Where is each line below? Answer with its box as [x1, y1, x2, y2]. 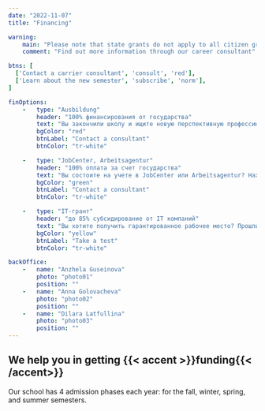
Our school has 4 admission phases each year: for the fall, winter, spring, [8, 387, 246, 396]
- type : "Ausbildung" [22, 106, 101, 114]
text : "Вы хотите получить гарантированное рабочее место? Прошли [36, 222, 259, 230]
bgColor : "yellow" [36, 230, 97, 237]
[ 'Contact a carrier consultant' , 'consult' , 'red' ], [15, 69, 196, 77]
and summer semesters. [8, 395, 87, 405]
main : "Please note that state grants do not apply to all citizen [22, 40, 248, 48]
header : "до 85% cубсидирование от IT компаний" [36, 215, 200, 222]
